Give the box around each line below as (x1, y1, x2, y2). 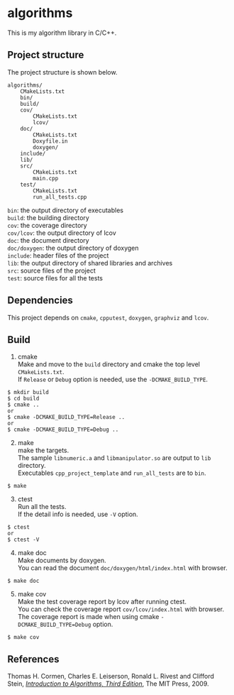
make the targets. (17, 446, 69, 455)
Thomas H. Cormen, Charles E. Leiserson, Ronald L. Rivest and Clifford (7, 672, 214, 681)
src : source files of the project (7, 266, 96, 275)
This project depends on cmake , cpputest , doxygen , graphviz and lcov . (7, 313, 209, 322)
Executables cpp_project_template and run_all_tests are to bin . (17, 469, 207, 477)
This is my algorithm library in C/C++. (7, 28, 117, 37)
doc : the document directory (7, 236, 90, 244)
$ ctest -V (7, 536, 40, 544)
